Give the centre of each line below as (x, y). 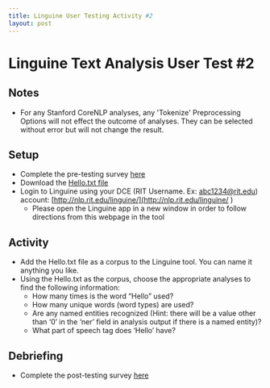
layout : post (30, 23)
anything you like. (49, 270)
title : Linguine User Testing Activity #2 (81, 16)
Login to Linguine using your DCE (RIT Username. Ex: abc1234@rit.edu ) (139, 191)
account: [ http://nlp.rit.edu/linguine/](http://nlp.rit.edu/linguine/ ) (127, 200)
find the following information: (70, 288)
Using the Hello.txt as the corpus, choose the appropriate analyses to (135, 279)
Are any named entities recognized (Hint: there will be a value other (144, 313)
